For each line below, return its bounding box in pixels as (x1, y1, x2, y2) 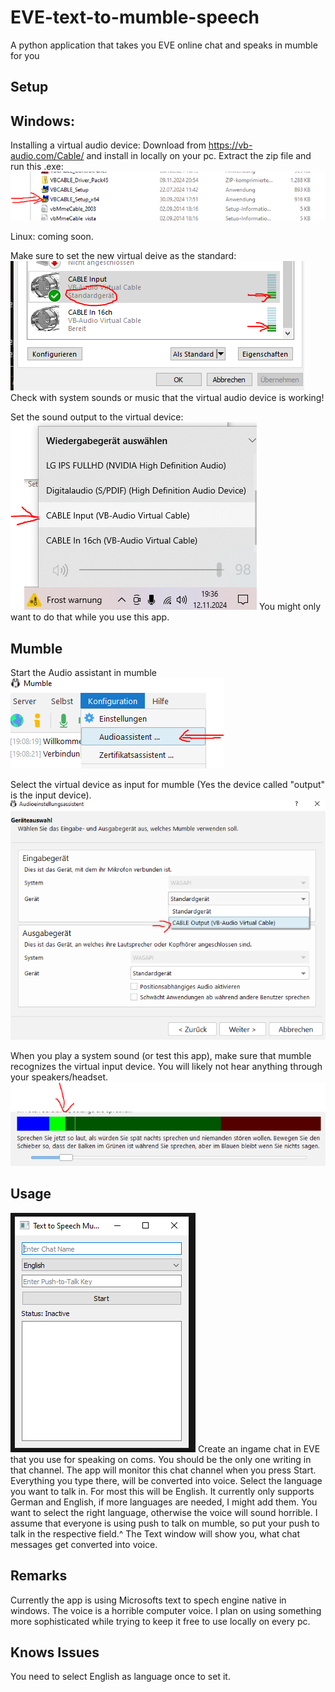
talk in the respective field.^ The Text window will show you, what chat (10, 1527, 301, 1540)
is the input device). (10, 789, 92, 801)
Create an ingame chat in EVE (197, 1442, 321, 1455)
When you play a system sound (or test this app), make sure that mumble (10, 1050, 312, 1062)
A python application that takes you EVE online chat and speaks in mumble (10, 39, 318, 51)
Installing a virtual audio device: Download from (10, 139, 207, 151)
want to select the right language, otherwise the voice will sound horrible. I (10, 1506, 318, 1518)
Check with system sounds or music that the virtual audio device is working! (10, 392, 325, 404)
